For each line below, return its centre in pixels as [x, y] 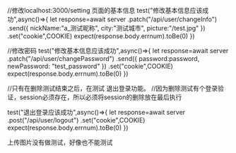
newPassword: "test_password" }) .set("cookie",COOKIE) [90, 66]
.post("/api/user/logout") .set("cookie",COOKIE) [76, 120]
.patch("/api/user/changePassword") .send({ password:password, [104, 58]
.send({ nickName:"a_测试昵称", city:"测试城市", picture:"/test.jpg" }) [107, 28]
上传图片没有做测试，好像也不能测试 [60, 142]
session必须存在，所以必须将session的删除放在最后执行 [101, 97]
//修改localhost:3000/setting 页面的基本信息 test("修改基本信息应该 [105, 10]
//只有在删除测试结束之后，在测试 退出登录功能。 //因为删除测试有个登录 [113, 88]
